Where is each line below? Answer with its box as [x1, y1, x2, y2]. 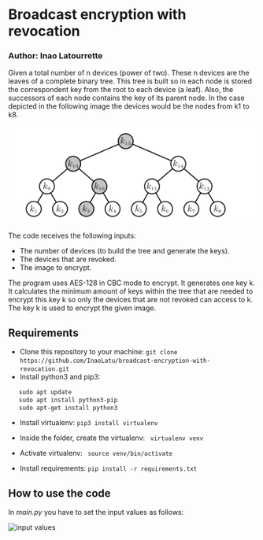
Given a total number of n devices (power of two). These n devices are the [8, 68, 250, 78]
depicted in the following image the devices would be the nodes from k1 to [8, 102, 250, 111]
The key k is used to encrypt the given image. [8, 303, 157, 313]
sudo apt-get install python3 [18, 404, 118, 412]
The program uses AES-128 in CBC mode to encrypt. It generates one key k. [8, 278, 256, 288]
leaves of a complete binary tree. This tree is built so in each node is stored [8, 76, 253, 86]
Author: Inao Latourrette [8, 50, 103, 61]
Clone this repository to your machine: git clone [19, 347, 178, 357]
